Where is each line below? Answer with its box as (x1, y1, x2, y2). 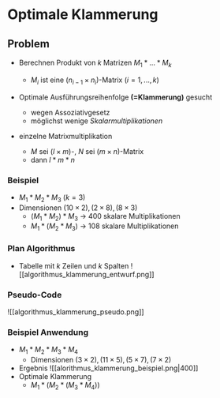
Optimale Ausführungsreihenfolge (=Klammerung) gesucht (18, 92, 213, 102)
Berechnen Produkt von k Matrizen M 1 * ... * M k (18, 58, 172, 69)
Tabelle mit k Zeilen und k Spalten (18, 261, 129, 270)
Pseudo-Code (7, 289, 62, 300)
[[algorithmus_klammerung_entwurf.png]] (18, 269, 155, 279)
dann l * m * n (30, 155, 76, 164)
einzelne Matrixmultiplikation (18, 131, 113, 141)
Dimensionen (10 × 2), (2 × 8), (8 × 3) (18, 203, 138, 212)
